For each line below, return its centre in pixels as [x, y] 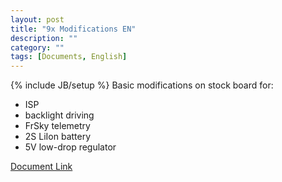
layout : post [37, 19]
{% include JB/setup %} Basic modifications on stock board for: [142, 85]
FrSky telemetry [57, 126]
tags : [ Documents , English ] [69, 57]
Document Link [41, 167]
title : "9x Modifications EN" [73, 29]
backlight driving [59, 115]
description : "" [44, 38]
